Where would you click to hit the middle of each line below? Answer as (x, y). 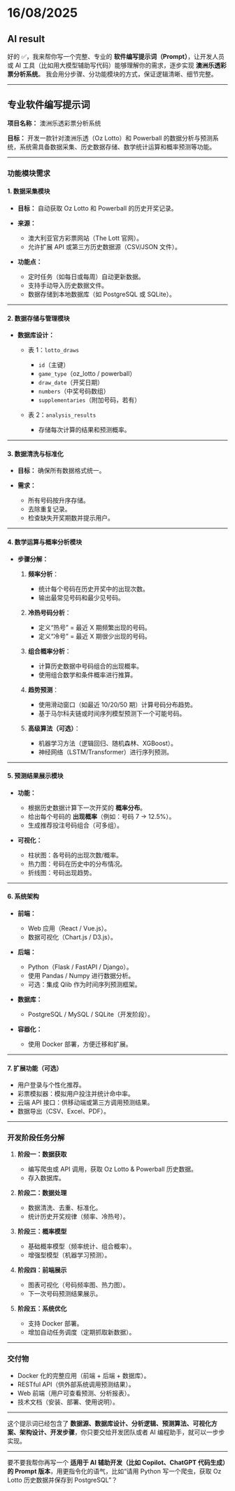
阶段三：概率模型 (42, 1231)
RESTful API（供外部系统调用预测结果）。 (76, 1384)
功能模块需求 (29, 173)
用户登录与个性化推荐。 (51, 1085)
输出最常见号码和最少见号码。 (81, 597)
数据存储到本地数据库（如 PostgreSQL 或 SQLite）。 (102, 294)
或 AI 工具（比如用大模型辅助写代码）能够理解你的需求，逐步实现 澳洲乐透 (114, 65)
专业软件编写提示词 (49, 105)
